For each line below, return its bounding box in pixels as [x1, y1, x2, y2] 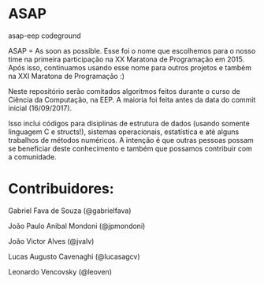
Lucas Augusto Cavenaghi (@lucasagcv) [8, 252, 140, 261]
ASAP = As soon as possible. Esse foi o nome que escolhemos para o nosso [8, 46, 256, 55]
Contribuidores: [8, 180, 114, 198]
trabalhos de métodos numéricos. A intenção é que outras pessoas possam [8, 135, 254, 144]
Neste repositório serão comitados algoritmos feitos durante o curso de [8, 86, 240, 95]
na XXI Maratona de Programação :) [8, 71, 125, 80]
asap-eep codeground [8, 31, 81, 40]
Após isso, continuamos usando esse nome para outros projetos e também [8, 62, 252, 72]
